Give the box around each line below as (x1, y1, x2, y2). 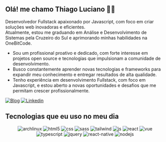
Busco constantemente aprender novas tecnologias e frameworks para (12, 66, 161, 72)
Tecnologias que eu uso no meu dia (5, 112, 119, 121)
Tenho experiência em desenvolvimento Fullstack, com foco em (12, 77, 146, 83)
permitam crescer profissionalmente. (12, 87, 90, 94)
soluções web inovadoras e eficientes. (5, 24, 86, 30)
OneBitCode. (5, 40, 32, 46)
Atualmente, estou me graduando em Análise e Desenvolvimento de (5, 29, 147, 35)
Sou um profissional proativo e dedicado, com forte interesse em (12, 50, 148, 56)
